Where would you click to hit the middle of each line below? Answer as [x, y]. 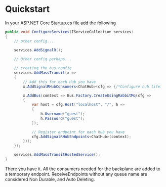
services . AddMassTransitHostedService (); [57, 155]
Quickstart [28, 9]
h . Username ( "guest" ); [62, 114]
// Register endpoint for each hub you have [78, 132]
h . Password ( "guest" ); [62, 118]
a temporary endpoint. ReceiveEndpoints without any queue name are [76, 174]
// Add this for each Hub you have [60, 82]
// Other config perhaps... [43, 59]
